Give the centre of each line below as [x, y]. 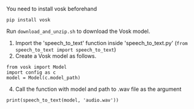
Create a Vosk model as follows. [56, 56]
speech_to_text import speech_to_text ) [65, 49]
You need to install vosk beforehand [52, 9]
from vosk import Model [37, 67]
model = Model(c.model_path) [43, 78]
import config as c [31, 72]
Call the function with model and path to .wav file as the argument [98, 89]
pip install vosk [28, 20]
